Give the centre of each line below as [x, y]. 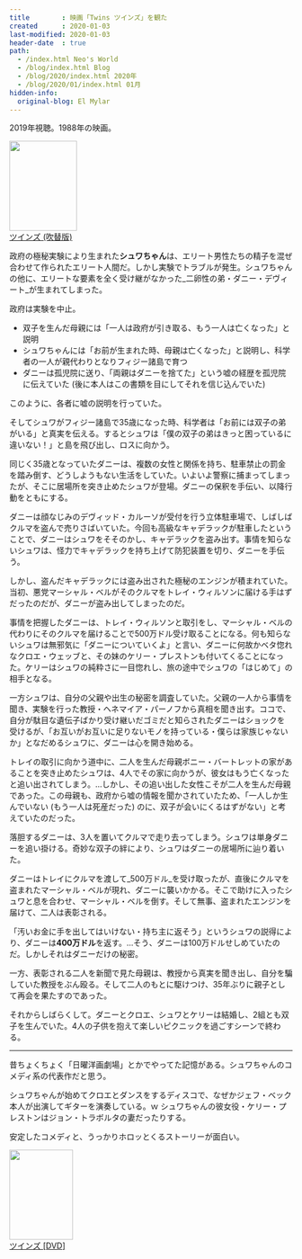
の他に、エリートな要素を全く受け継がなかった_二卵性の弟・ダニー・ [137, 279]
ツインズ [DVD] [37, 1246]
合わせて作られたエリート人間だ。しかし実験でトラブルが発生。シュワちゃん [151, 267]
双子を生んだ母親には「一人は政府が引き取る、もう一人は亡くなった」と [156, 328]
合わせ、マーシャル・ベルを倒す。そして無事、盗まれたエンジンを [170, 901]
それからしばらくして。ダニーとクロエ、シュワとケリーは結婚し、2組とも [145, 1015]
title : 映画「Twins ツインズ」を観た [89, 18]
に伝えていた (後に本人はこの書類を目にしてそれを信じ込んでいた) [144, 384]
